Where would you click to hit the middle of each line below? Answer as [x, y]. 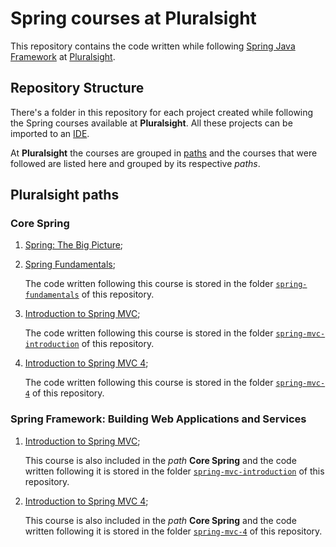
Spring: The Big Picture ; [74, 245]
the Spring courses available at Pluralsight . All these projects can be [151, 123]
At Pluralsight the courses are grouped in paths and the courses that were [164, 153]
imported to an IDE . [50, 133]
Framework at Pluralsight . [63, 56]
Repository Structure [77, 88]
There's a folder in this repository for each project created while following [162, 112]
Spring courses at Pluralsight [133, 18]
